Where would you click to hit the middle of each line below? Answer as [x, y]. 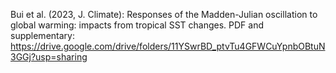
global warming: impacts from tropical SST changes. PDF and [137, 25]
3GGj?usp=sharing [49, 57]
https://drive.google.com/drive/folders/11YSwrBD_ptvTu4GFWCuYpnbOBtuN [168, 46]
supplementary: [42, 35]
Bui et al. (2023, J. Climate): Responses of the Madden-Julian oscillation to [164, 14]
